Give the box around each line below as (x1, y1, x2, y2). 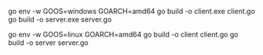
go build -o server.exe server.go (8, 15, 112, 24)
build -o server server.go (8, 38, 89, 47)
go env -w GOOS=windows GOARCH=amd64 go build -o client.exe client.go (8, 7, 255, 15)
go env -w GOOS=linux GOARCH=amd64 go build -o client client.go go (8, 30, 239, 39)
